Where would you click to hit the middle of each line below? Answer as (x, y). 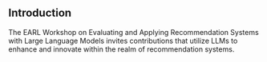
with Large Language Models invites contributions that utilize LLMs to (123, 41)
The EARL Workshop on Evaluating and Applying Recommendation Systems (133, 32)
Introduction (40, 13)
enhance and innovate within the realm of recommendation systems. (121, 49)
